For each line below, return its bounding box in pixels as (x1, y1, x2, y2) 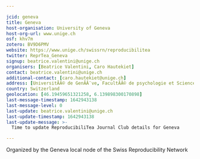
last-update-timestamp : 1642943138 (6, 114, 95, 120)
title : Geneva (6, 19, 42, 26)
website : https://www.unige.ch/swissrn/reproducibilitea (6, 47, 151, 54)
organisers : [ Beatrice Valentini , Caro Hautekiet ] (6, 64, 135, 70)
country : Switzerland (6, 86, 60, 92)
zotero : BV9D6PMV (6, 42, 49, 48)
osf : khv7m (6, 36, 33, 42)
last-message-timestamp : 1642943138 (6, 97, 97, 103)
